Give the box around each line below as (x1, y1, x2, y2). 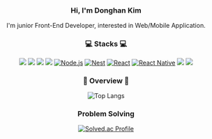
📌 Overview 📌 (82, 76, 130, 85)
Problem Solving (77, 108, 135, 118)
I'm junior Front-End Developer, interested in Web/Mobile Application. (6, 22, 206, 30)
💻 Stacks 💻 (85, 39, 127, 49)
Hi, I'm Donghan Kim (70, 6, 142, 15)
